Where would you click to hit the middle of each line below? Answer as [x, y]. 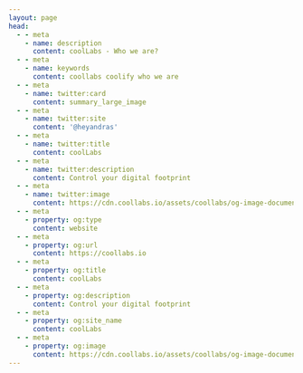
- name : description [63, 43]
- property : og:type [63, 220]
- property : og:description [77, 295]
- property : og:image [65, 346]
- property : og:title [65, 271]
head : [19, 26]
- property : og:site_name [74, 321]
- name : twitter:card [65, 93]
